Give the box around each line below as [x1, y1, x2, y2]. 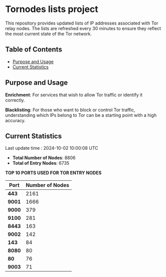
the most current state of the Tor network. [5, 31, 92, 37]
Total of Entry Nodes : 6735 [12, 160, 70, 166]
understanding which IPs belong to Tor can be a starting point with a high [5, 112, 157, 118]
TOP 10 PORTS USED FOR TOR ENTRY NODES [5, 170, 102, 176]
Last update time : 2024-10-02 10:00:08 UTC [5, 145, 99, 151]
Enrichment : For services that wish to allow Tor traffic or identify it [5, 92, 143, 98]
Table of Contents [5, 45, 63, 54]
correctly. [5, 97, 25, 103]
